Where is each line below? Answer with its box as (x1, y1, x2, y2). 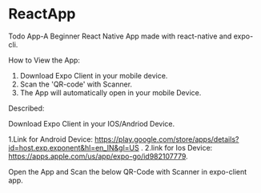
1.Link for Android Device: (8, 134, 94, 144)
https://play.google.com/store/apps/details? (94, 134, 239, 144)
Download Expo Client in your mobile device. (19, 70, 168, 80)
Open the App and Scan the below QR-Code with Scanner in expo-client (8, 167, 247, 176)
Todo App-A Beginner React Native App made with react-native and (8, 31, 232, 41)
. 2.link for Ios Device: (140, 143, 213, 152)
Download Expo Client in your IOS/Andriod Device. (8, 119, 175, 128)
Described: (8, 103, 45, 113)
